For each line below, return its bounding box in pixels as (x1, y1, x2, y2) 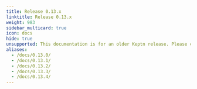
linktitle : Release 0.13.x (6, 14, 72, 20)
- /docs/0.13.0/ (11, 52, 51, 58)
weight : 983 (6, 19, 35, 25)
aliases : (6, 47, 28, 53)
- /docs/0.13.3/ (11, 69, 51, 74)
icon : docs (6, 30, 33, 36)
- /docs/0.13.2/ (11, 63, 51, 69)
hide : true (6, 36, 33, 42)
